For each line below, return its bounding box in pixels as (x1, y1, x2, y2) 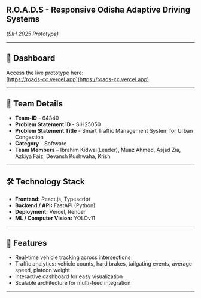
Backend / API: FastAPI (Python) (14, 202, 96, 209)
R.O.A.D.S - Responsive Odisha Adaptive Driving (6, 5, 190, 15)
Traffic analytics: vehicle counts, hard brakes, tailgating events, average (14, 260, 193, 267)
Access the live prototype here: (6, 69, 84, 76)
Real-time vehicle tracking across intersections (14, 254, 131, 261)
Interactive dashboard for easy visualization (14, 273, 123, 280)
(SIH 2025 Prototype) (6, 30, 59, 37)
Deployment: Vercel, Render (14, 208, 86, 216)
